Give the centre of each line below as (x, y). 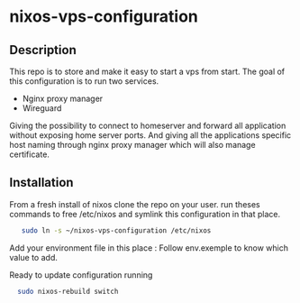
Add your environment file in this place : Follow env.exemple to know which (149, 248)
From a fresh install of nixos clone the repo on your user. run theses (135, 204)
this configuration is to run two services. (84, 81)
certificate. (29, 154)
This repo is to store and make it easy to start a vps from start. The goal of (147, 71)
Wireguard (42, 108)
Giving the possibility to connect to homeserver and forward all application (148, 125)
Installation (41, 183)
